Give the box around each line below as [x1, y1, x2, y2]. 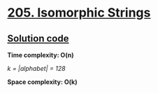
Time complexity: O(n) [7, 51, 74, 59]
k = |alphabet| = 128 [7, 65, 66, 72]
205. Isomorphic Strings [7, 5, 151, 21]
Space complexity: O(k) [7, 78, 78, 86]
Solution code [7, 33, 69, 44]
